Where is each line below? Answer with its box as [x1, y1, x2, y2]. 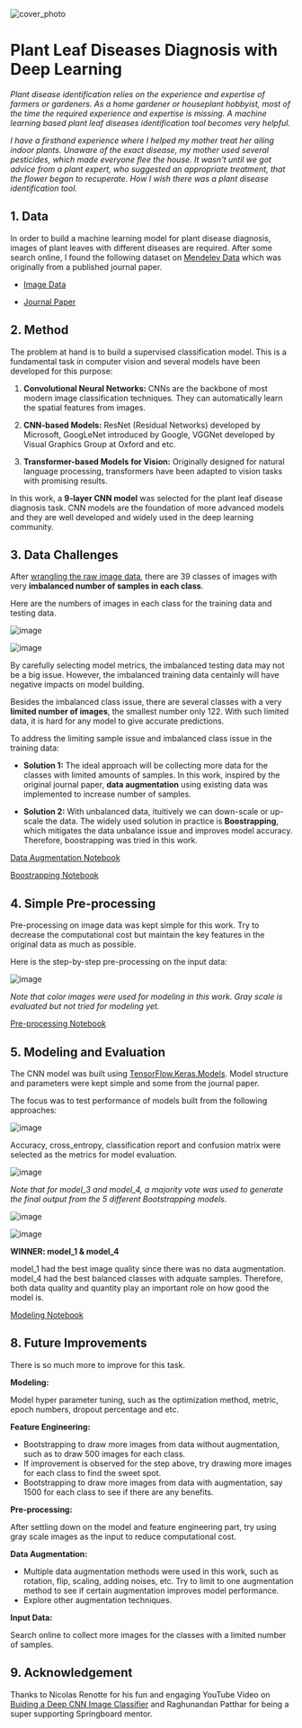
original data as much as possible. [10, 939, 137, 949]
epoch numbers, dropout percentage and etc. [10, 1404, 179, 1415]
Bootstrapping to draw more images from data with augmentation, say [22, 1477, 283, 1488]
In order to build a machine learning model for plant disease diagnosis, [10, 232, 271, 243]
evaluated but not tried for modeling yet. [10, 1001, 160, 1012]
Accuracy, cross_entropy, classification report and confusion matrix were [10, 1139, 281, 1150]
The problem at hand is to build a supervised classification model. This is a [10, 346, 287, 357]
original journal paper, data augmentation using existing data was [22, 779, 269, 790]
